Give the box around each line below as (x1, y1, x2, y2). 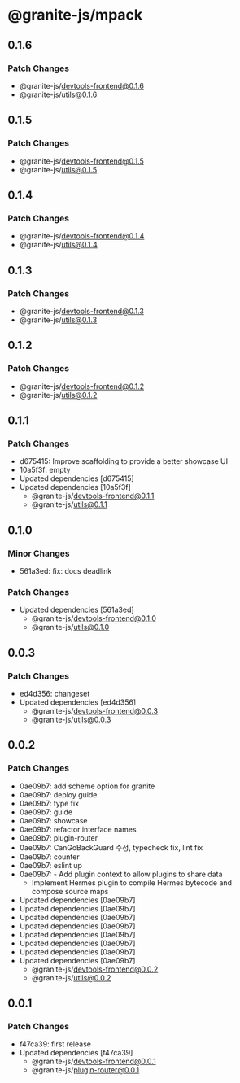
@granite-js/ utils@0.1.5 (19, 164, 98, 174)
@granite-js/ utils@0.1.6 (19, 90, 98, 99)
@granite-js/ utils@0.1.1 (31, 500, 107, 509)
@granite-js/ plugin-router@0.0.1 (31, 1065, 140, 1075)
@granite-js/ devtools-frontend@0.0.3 (31, 705, 159, 715)
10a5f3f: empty (19, 465, 71, 475)
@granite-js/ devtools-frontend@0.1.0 (31, 614, 156, 623)
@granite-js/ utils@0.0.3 (31, 714, 111, 724)
